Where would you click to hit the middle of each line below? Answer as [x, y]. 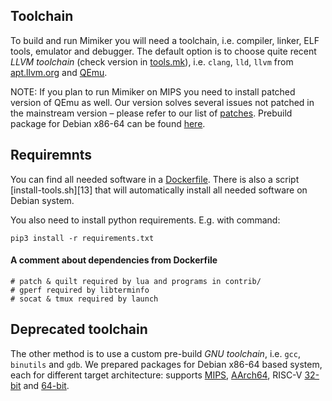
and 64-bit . [46, 385]
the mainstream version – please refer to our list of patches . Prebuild [151, 113]
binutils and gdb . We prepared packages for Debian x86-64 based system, [166, 364]
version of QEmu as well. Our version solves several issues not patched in [162, 102]
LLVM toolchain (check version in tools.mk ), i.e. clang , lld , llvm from [152, 61]
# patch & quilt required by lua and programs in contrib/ [136, 281]
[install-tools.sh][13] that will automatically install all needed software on [159, 190]
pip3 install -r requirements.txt [82, 238]
